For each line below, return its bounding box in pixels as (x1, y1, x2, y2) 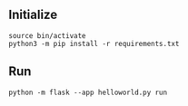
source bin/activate (8, 31, 87, 40)
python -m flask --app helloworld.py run (8, 88, 168, 97)
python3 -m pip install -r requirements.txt (8, 39, 180, 48)
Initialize (8, 7, 58, 23)
